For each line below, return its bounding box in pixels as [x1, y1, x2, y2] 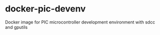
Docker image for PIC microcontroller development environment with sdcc [5, 19, 156, 25]
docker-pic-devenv [5, 3, 86, 14]
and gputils [5, 24, 28, 30]
